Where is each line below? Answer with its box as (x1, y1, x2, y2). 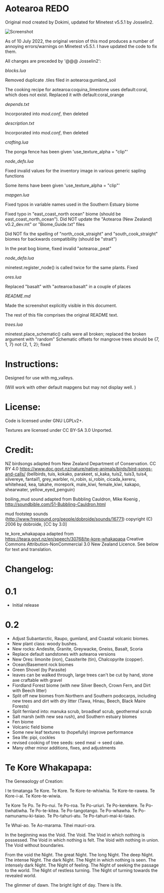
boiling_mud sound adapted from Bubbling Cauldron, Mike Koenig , (5, 496, 141, 502)
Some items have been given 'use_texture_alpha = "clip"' (5, 182, 120, 188)
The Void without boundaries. (5, 842, 65, 848)
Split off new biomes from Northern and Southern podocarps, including (12, 693, 156, 698)
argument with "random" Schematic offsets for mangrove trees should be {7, (5, 336, 160, 342)
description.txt (5, 120, 35, 126)
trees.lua (5, 322, 23, 327)
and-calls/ (5, 471, 26, 477)
